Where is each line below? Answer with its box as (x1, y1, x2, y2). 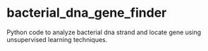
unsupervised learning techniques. (6, 35, 108, 43)
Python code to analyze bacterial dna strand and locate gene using (6, 28, 202, 36)
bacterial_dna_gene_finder (6, 5, 167, 21)
